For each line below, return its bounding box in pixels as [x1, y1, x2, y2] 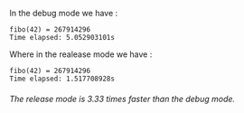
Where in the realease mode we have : [9, 49, 153, 60]
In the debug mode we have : [9, 8, 118, 18]
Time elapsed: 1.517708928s [9, 74, 116, 83]
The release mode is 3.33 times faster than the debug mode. [9, 93, 236, 104]
